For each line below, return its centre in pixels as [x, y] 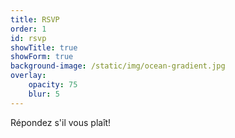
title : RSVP [35, 19]
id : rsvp [28, 38]
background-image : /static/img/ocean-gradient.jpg [118, 66]
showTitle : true [44, 47]
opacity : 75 [53, 85]
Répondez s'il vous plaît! [61, 122]
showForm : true [42, 57]
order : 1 [28, 29]
